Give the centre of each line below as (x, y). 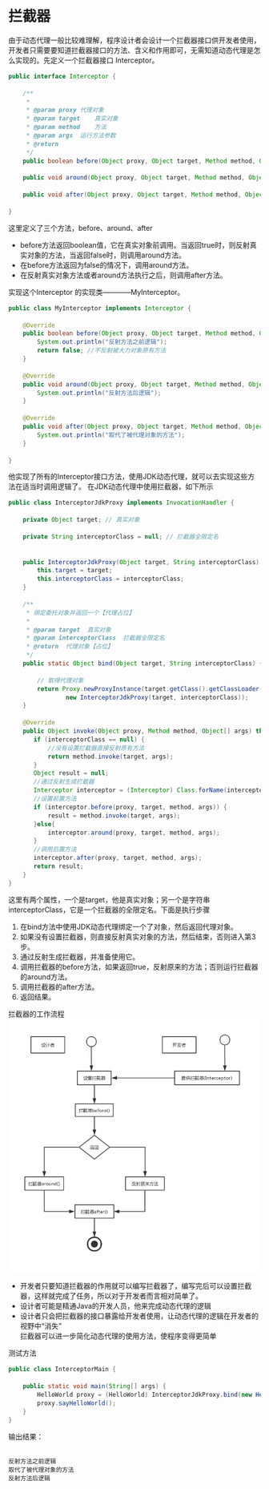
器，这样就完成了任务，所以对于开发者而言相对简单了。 (111, 1296)
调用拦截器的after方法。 (59, 987)
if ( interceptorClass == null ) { (89, 739)
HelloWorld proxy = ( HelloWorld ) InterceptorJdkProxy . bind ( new (145, 1395)
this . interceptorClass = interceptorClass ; (110, 579)
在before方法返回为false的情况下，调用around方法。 (106, 264)
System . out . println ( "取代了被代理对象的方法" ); (111, 435)
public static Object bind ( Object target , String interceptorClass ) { (143, 664)
